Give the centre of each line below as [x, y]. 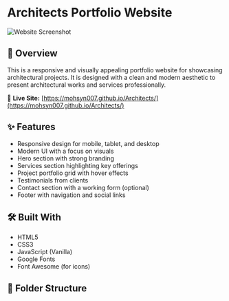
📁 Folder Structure [47, 288]
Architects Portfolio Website [90, 13]
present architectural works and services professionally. [87, 85]
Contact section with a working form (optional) [83, 187]
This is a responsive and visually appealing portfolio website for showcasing [115, 70]
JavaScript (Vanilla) [45, 252]
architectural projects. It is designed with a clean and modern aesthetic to [111, 77]
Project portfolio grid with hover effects [73, 173]
